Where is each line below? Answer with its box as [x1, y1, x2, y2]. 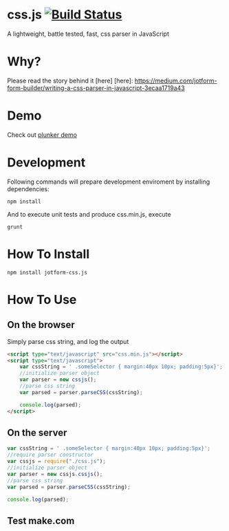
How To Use [7, 292, 77, 307]
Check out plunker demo [7, 131, 78, 139]
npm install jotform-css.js [7, 269, 88, 276]
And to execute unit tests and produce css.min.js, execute [7, 210, 171, 218]
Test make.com [7, 514, 75, 526]
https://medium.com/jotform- [134, 76, 218, 85]
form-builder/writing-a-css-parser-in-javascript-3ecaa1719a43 [7, 83, 185, 92]
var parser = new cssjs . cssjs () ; [7, 470, 103, 477]
